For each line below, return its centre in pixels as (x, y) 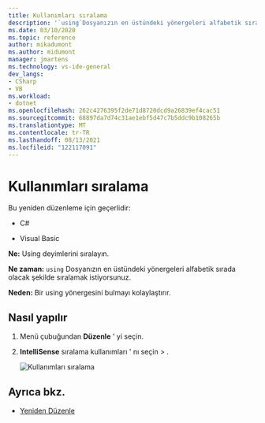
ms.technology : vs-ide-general (60, 67)
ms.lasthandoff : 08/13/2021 (54, 140)
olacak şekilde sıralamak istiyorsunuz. (70, 277)
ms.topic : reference (42, 37)
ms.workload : (30, 96)
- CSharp (22, 81)
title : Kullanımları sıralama (58, 15)
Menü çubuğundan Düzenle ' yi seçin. (82, 336)
